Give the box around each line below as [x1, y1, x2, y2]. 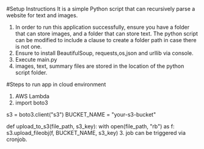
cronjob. [6, 136, 27, 143]
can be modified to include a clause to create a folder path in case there [15, 37, 197, 43]
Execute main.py [15, 56, 57, 63]
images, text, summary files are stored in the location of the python [15, 62, 184, 70]
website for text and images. [6, 12, 78, 19]
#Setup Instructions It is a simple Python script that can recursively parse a [6, 5, 195, 12]
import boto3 [15, 99, 48, 106]
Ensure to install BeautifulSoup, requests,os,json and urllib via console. [15, 49, 194, 57]
